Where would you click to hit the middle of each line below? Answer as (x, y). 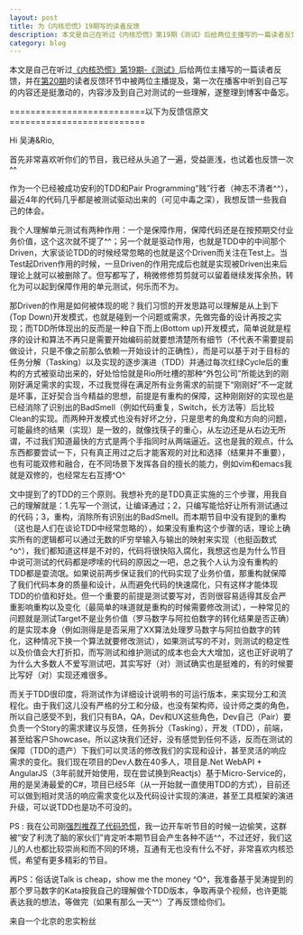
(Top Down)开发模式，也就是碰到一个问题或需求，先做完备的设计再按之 (142, 317)
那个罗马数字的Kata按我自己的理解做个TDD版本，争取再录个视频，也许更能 (149, 891)
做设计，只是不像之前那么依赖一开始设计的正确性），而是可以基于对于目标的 (150, 351)
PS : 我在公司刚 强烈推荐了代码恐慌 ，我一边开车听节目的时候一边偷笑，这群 (148, 827)
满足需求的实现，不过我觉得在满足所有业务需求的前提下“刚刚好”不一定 (155, 385)
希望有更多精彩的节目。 (69, 860)
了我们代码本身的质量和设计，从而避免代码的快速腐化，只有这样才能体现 (143, 584)
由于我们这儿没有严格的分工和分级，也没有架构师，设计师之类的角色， (163, 706)
